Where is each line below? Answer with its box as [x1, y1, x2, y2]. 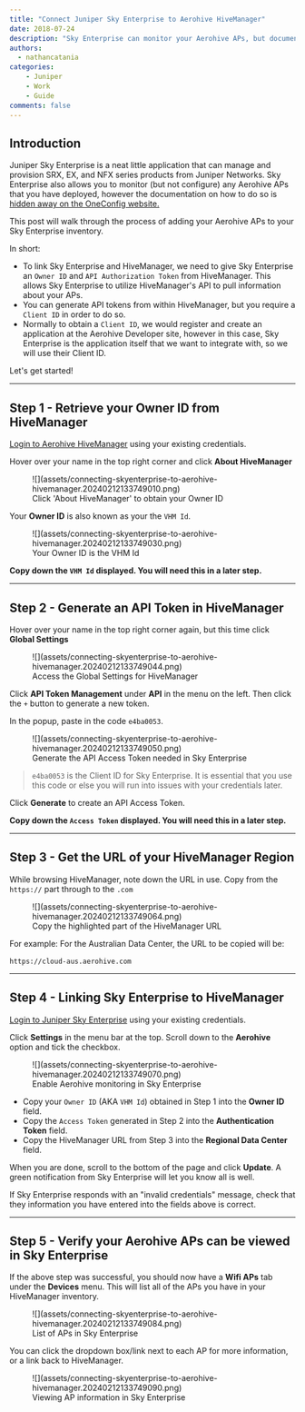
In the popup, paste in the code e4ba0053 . [9, 715, 163, 726]
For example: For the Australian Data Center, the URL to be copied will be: [9, 938, 285, 949]
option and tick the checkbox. [9, 1041, 121, 1052]
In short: [9, 244, 41, 254]
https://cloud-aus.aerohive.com [9, 957, 132, 966]
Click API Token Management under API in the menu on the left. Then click [9, 688, 292, 699]
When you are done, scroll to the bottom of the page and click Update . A [9, 1161, 281, 1172]
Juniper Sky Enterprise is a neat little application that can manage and [9, 160, 271, 171]
